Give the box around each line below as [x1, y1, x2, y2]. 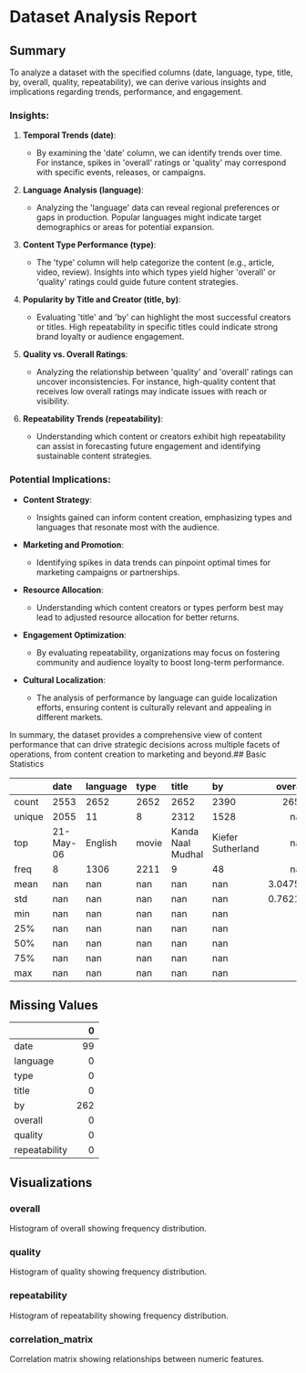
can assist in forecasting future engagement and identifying [36, 441, 261, 452]
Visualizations [9, 1175, 93, 1190]
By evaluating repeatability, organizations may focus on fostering [36, 646, 280, 658]
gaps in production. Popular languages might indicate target [36, 212, 261, 223]
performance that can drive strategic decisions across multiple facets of [9, 739, 280, 749]
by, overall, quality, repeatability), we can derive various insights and [9, 77, 267, 88]
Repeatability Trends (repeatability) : [22, 414, 164, 424]
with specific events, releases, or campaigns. [36, 167, 207, 178]
